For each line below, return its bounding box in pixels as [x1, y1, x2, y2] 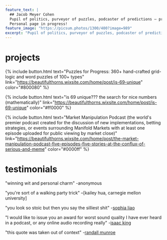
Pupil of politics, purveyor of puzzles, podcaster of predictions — [9, 16, 157, 21]
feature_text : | [5, 7, 39, 12]
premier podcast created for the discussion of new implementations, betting [5, 119, 161, 125]
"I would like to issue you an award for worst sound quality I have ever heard [5, 214, 162, 220]
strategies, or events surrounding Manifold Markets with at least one [5, 125, 145, 131]
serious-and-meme [5, 146, 45, 152]
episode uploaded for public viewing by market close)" [5, 130, 118, 136]
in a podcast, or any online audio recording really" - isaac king [5, 220, 132, 226]
